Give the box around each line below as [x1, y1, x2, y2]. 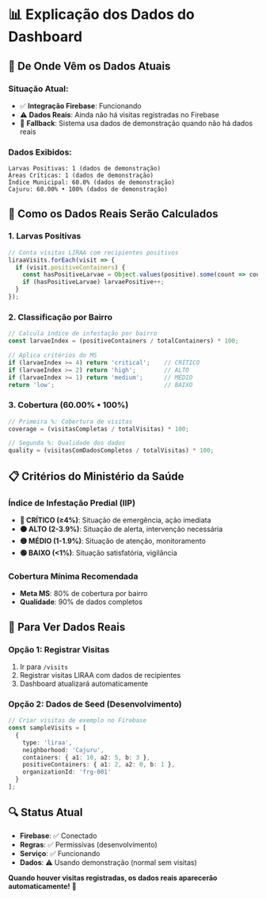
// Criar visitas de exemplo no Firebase [8, 717, 147, 725]
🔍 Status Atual [8, 805, 83, 820]
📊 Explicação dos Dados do [8, 6, 196, 24]
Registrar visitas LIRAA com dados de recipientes [19, 670, 181, 679]
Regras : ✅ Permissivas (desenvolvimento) [19, 840, 158, 849]
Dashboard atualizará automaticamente [19, 679, 149, 688]
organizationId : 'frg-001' [22, 768, 112, 776]
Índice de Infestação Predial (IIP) [8, 497, 136, 508]
